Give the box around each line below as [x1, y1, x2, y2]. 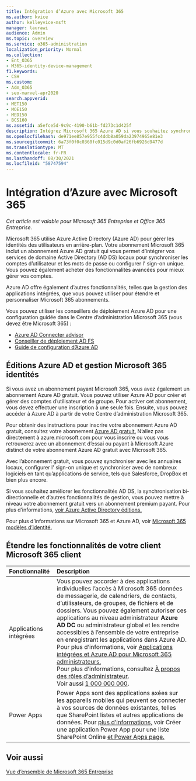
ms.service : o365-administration [6, 42, 87, 47]
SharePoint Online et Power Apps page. [56, 732, 165, 741]
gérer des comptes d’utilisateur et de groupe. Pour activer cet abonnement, [6, 398, 187, 405]
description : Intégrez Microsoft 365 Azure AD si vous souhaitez [6, 128, 168, 134]
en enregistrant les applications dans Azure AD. [56, 635, 187, 644]
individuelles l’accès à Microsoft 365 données [56, 584, 183, 592]
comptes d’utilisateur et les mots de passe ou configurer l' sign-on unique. [6, 260, 185, 267]
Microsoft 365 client [6, 550, 82, 560]
